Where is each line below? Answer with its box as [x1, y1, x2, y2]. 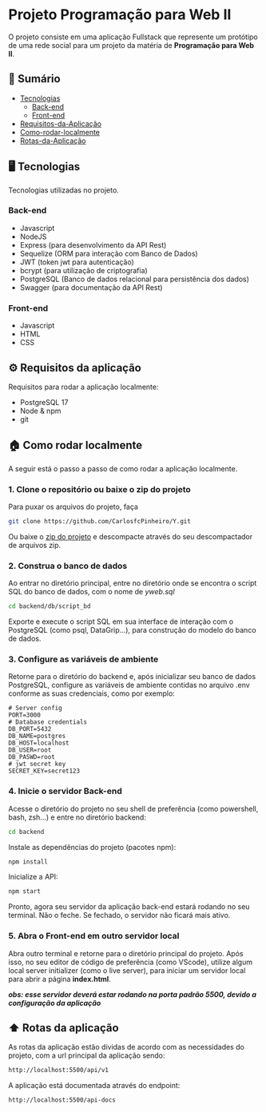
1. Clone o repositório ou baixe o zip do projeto [8, 483, 192, 494]
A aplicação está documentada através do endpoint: [8, 1081, 181, 1090]
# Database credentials [8, 718, 88, 726]
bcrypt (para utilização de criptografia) [19, 265, 148, 275]
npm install [8, 857, 48, 866]
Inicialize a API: [8, 872, 58, 882]
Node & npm [19, 406, 62, 415]
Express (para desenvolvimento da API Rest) [19, 240, 167, 249]
